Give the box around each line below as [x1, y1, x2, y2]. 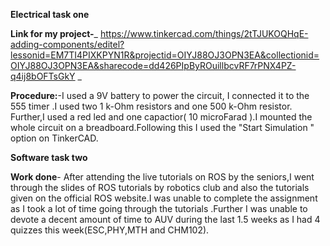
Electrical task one [10, 9, 90, 20]
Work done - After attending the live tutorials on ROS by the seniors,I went [10, 171, 315, 183]
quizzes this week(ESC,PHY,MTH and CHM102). [10, 224, 210, 236]
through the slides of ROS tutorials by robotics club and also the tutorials [10, 182, 310, 193]
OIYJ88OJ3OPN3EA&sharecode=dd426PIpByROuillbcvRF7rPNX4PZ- [10, 60, 297, 71]
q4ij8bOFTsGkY [10, 70, 76, 82]
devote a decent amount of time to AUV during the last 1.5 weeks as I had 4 [10, 214, 321, 225]
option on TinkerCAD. [10, 132, 99, 144]
